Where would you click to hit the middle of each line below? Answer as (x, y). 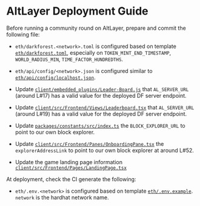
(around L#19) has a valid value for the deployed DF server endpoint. (101, 114)
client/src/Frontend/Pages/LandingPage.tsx (71, 168)
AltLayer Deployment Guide (77, 11)
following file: (23, 34)
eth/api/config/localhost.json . (55, 77)
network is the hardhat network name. (62, 197)
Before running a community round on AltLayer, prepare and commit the (96, 28)
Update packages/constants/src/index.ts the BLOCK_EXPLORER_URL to (100, 125)
